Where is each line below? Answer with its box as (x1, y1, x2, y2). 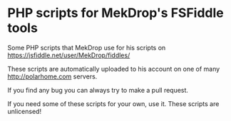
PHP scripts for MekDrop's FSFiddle (7, 5, 225, 21)
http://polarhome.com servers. (7, 72, 98, 81)
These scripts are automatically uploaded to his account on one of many (7, 64, 220, 73)
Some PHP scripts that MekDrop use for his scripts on (7, 43, 166, 52)
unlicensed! (7, 107, 41, 115)
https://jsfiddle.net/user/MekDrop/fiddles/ (7, 51, 130, 59)
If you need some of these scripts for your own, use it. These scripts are (7, 99, 220, 108)
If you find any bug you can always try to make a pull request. (7, 86, 189, 94)
